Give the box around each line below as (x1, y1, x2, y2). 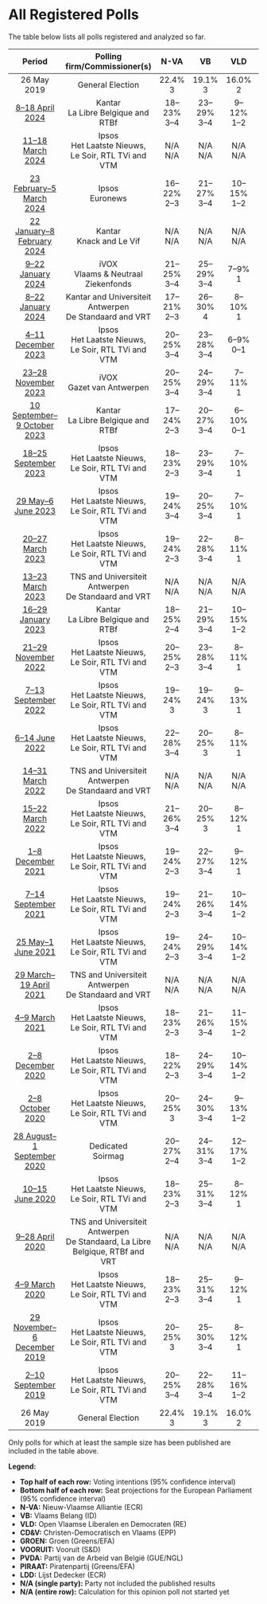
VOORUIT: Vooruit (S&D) (19, 1544, 101, 1554)
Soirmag (92, 1150, 125, 1161)
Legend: (8, 1461, 37, 1471)
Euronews (90, 193, 127, 204)
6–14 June (14, 732, 56, 743)
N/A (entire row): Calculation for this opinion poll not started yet (19, 1586, 230, 1596)
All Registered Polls (8, 6, 139, 24)
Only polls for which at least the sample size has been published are (8, 1438, 231, 1447)
